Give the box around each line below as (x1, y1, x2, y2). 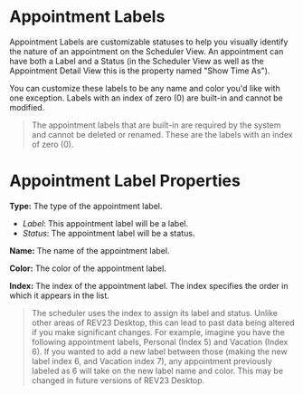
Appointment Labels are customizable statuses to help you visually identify (9, 36, 289, 47)
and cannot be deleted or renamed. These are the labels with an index (31, 129, 293, 140)
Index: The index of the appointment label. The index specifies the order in (9, 280, 289, 291)
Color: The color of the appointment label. (9, 263, 167, 274)
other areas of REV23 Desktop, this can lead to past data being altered (31, 317, 295, 328)
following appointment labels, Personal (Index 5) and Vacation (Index (31, 336, 289, 347)
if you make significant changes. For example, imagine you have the (31, 326, 285, 337)
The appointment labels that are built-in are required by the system (31, 120, 281, 130)
